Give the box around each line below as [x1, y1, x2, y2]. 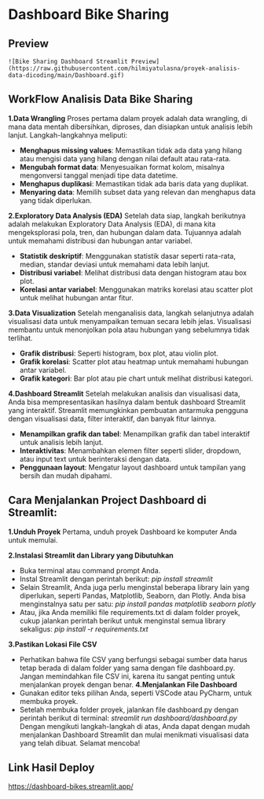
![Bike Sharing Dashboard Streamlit [8, 57, 128, 65]
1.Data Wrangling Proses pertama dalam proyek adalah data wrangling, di [8, 113, 247, 123]
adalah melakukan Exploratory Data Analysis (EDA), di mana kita [8, 219, 216, 229]
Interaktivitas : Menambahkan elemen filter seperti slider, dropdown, [19, 446, 241, 455]
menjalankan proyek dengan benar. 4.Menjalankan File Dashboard [19, 679, 237, 689]
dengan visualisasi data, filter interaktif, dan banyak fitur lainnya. [8, 414, 217, 423]
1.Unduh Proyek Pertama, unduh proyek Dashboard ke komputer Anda [8, 527, 237, 536]
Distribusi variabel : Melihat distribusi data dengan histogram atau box [19, 267, 247, 277]
